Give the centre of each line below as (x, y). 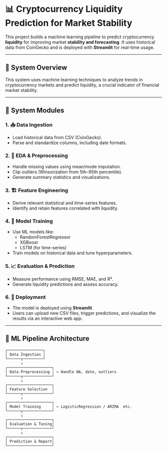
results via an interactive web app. (47, 318)
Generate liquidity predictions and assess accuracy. (65, 284)
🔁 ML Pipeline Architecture (47, 338)
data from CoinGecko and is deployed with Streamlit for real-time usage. (80, 47)
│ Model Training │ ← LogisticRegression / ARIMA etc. (69, 407)
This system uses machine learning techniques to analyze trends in (74, 79)
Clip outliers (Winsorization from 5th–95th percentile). (67, 172)
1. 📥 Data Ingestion (29, 125)
